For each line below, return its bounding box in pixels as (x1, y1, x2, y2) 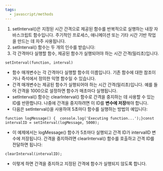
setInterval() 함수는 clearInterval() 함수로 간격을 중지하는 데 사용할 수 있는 (12, 94, 155, 99)
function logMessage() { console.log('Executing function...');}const (5, 116, 154, 121)
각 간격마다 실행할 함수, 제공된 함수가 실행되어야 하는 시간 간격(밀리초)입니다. (12, 50, 159, 56)
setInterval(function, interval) (5, 60, 73, 65)
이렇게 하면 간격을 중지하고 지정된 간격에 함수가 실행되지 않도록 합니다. (12, 160, 147, 167)
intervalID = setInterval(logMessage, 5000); (5, 120, 99, 125)
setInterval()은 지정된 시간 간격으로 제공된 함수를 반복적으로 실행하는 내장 (12, 25, 153, 32)
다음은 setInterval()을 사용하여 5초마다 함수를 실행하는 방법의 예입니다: (12, 106, 148, 112)
